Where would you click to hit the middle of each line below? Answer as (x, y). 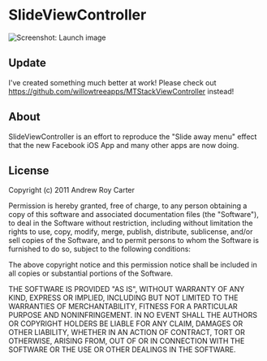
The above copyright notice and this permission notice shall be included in (133, 265)
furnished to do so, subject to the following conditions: (99, 249)
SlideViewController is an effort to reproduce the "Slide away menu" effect (133, 137)
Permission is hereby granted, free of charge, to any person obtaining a (128, 206)
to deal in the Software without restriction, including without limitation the (131, 223)
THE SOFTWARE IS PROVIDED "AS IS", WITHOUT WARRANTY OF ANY (127, 289)
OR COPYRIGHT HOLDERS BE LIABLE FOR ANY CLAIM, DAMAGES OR (126, 324)
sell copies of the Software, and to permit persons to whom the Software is (134, 241)
